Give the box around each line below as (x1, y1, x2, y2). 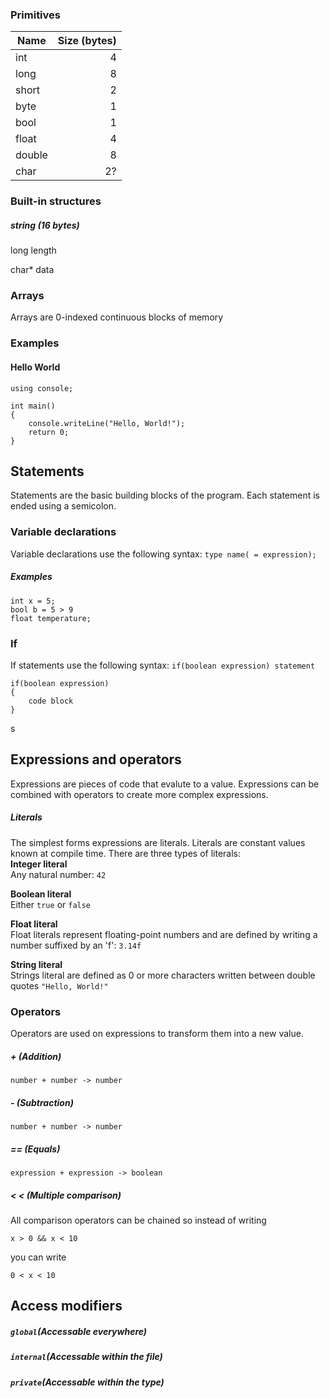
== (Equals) (10, 1143, 61, 1155)
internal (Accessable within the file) (10, 1351, 163, 1363)
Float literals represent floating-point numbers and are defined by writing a (10, 928, 318, 940)
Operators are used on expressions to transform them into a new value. (10, 1028, 304, 1040)
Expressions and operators (10, 751, 182, 768)
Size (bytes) (57, 34, 117, 48)
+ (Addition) (10, 1050, 62, 1062)
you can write (10, 1251, 67, 1263)
